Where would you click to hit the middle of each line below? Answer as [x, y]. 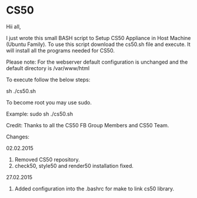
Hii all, [14, 27]
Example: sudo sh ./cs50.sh [40, 114]
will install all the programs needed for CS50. [60, 50]
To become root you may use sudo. [49, 102]
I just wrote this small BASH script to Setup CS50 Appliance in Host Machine [98, 38]
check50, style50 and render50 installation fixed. [74, 166]
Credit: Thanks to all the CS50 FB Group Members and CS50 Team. [88, 125]
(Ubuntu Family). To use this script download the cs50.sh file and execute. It [98, 44]
